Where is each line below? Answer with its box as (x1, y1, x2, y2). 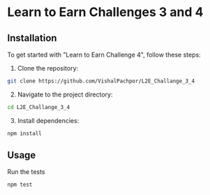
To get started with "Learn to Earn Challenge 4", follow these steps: (7, 50, 201, 59)
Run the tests (7, 168, 45, 176)
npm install (7, 130, 42, 137)
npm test (7, 181, 33, 189)
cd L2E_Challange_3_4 (7, 103, 70, 110)
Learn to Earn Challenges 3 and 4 (7, 4, 204, 20)
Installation (7, 32, 57, 44)
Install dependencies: (17, 116, 80, 124)
